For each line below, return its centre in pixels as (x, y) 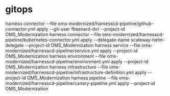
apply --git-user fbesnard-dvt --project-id (81, 29)
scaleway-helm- (148, 40)
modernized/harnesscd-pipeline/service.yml (52, 51)
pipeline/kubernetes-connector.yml (42, 40)
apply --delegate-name (105, 40)
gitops (19, 9)
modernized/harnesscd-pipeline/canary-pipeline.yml (61, 83)
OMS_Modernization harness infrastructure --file (57, 67)
